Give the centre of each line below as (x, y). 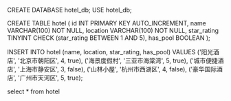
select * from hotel (34, 91)
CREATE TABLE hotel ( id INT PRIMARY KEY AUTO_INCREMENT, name (107, 23)
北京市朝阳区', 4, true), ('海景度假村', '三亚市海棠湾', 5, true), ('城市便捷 (119, 60)
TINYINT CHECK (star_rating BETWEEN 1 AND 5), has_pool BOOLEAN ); (109, 38)
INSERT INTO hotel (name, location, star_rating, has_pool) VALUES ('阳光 (110, 52)
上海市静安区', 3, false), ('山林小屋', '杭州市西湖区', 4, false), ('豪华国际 (118, 69)
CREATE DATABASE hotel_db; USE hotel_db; (69, 10)
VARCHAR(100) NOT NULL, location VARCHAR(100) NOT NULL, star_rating (113, 31)
